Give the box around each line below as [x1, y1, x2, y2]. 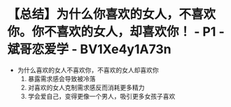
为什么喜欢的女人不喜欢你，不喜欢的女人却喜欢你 [17, 66, 159, 74]
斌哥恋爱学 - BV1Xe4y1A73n [7, 41, 171, 57]
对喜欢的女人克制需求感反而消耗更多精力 [27, 83, 145, 92]
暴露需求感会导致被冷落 [27, 74, 96, 83]
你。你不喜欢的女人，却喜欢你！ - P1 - [7, 24, 225, 40]
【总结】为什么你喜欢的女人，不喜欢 [7, 6, 216, 22]
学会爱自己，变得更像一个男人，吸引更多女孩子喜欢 [27, 92, 176, 100]
